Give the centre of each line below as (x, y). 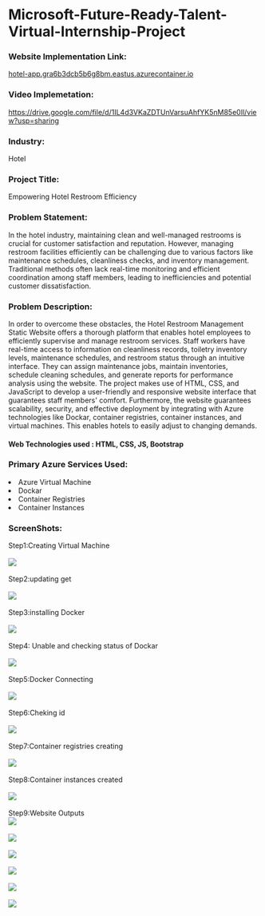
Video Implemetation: (51, 95)
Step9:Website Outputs (47, 813)
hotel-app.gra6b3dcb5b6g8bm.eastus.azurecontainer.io (101, 74)
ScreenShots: (35, 528)
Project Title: (34, 179)
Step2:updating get (40, 579)
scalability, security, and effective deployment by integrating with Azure (126, 408)
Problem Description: (51, 307)
